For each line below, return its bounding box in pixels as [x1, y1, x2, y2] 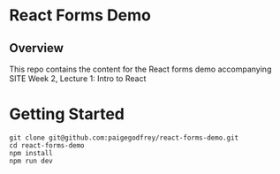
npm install [9, 148, 53, 157]
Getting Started [9, 104, 125, 125]
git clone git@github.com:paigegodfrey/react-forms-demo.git [9, 133, 239, 142]
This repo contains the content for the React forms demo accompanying [9, 64, 272, 74]
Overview [9, 41, 64, 56]
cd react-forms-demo [9, 140, 86, 150]
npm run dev [9, 156, 53, 165]
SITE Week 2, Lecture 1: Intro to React [9, 73, 147, 84]
